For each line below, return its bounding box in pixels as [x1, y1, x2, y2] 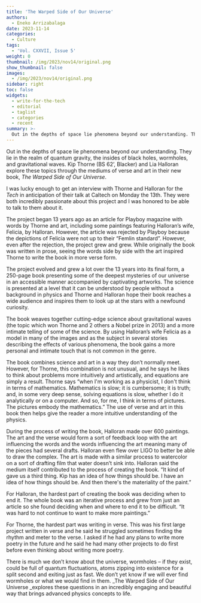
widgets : [6, 92, 28, 98]
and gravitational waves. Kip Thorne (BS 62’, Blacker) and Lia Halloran [6, 160, 179, 168]
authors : [6, 14, 28, 20]
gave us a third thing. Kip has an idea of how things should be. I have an [6, 472, 184, 480]
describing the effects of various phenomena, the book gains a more [6, 340, 175, 348]
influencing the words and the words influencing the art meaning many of [6, 440, 187, 447]
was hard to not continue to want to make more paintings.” [6, 509, 151, 516]
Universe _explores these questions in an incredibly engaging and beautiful [6, 583, 191, 590]
